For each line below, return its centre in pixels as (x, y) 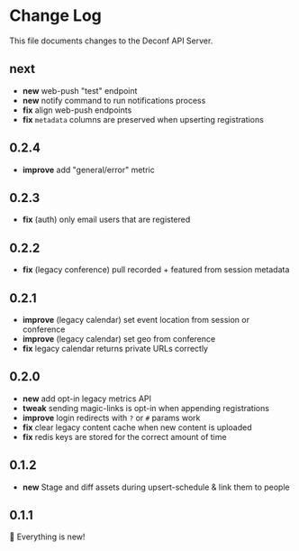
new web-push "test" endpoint (80, 90)
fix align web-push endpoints (77, 110)
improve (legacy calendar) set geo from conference (119, 339)
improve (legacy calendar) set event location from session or (136, 320)
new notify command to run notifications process (114, 100)
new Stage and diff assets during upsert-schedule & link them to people (156, 487)
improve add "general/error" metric (88, 170)
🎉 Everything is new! (47, 537)
